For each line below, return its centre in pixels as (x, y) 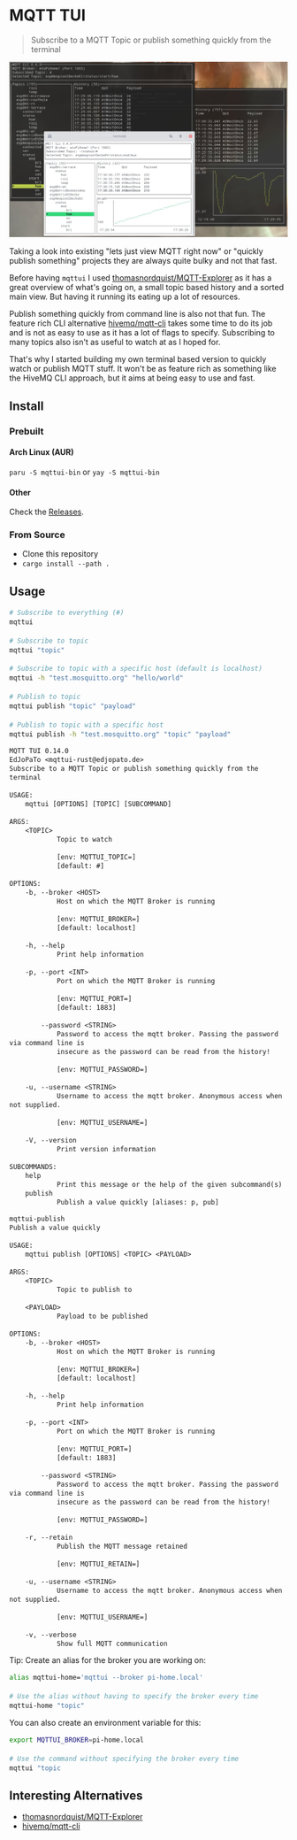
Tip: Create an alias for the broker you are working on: (107, 1660)
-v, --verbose (51, 1635)
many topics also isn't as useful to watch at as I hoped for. (115, 343)
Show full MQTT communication (112, 1644)
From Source (37, 535)
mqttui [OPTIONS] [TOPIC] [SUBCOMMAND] (99, 805)
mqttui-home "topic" (47, 1706)
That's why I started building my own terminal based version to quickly (138, 359)
